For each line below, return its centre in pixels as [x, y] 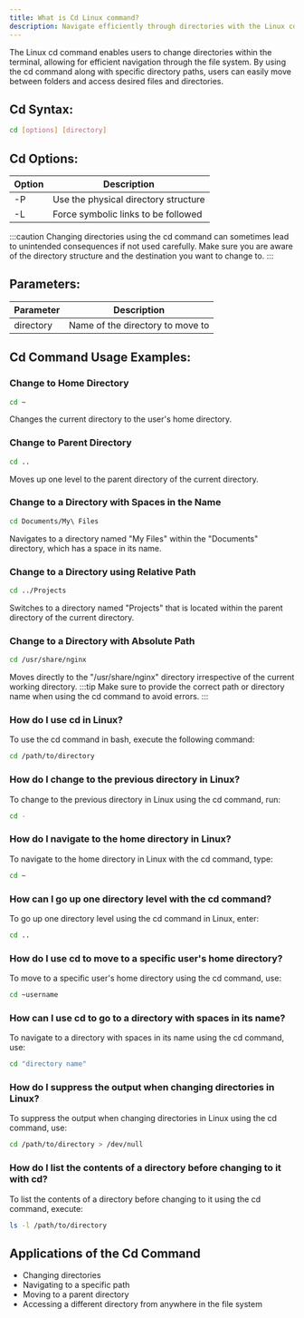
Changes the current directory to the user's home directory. [121, 419]
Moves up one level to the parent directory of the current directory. [134, 479]
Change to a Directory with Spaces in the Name [115, 503]
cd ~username [34, 995]
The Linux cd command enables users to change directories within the [141, 52]
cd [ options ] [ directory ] [58, 131]
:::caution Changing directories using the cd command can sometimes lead [149, 236]
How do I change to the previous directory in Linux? [125, 779]
